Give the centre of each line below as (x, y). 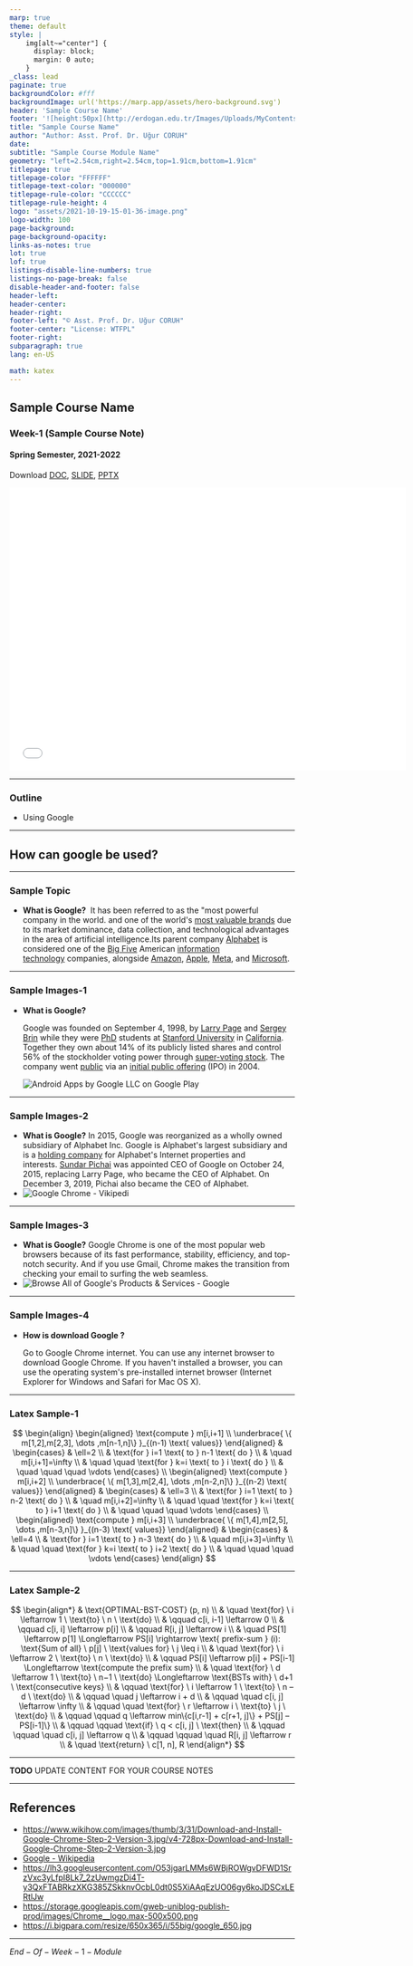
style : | (26, 34)
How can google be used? (84, 854)
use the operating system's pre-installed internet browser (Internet (147, 1372)
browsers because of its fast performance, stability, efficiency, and (148, 1254)
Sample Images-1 (48, 991)
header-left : (34, 295)
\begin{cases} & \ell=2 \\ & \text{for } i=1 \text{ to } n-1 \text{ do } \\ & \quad (152, 1452)
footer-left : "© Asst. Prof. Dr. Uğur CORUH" (96, 321)
